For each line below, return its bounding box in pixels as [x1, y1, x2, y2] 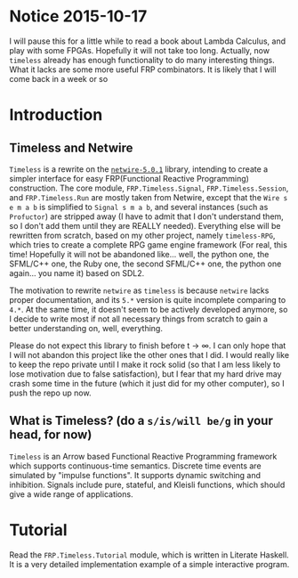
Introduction [9, 105, 103, 126]
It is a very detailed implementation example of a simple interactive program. [9, 558, 290, 569]
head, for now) [9, 427, 93, 443]
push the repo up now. [9, 387, 92, 398]
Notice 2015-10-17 [9, 6, 148, 27]
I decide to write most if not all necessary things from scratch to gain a [9, 313, 269, 324]
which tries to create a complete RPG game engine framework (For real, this [9, 239, 287, 250]
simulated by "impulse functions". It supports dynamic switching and [9, 469, 261, 480]
